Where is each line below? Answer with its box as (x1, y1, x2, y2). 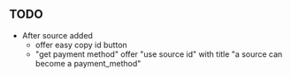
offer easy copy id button (34, 39, 128, 50)
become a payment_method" (34, 58, 142, 68)
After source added (21, 30, 93, 40)
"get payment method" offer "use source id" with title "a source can (34, 48, 283, 59)
